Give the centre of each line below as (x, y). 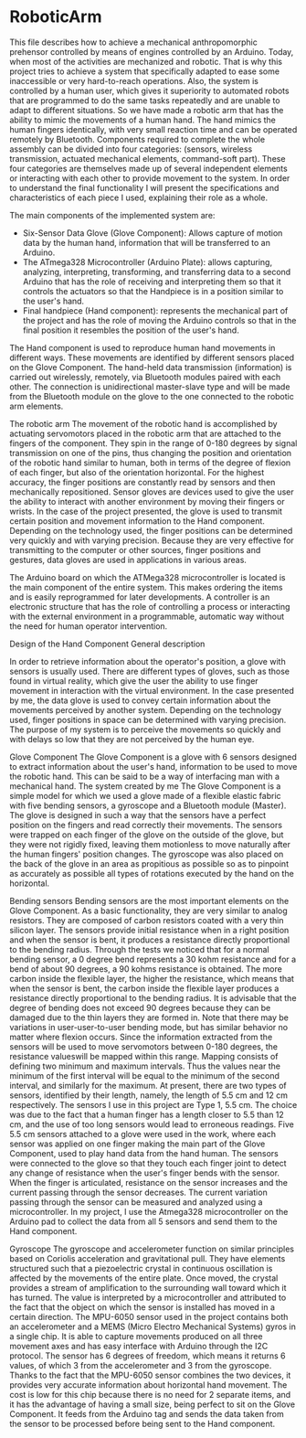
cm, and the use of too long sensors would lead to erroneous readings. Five (152, 1124)
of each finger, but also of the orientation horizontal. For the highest (137, 472)
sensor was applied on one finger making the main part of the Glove (137, 1144)
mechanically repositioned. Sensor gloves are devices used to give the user (152, 492)
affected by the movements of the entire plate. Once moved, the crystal (144, 1278)
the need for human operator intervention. (89, 626)
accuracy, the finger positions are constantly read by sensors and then (142, 482)
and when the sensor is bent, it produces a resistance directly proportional (150, 940)
